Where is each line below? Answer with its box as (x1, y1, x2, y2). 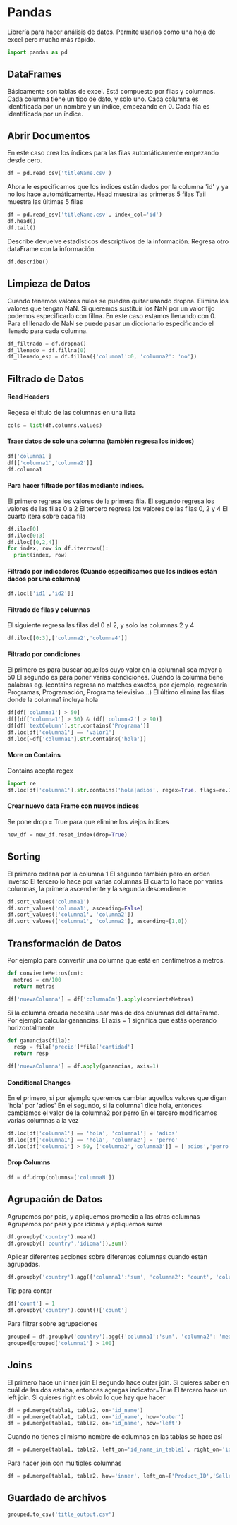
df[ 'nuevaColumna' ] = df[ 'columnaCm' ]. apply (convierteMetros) (7, 996, 194, 1003)
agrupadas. (7, 1260, 41, 1269)
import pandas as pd (7, 49, 68, 56)
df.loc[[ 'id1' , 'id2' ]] (7, 590, 74, 597)
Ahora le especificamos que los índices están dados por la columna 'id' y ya (7, 183, 229, 191)
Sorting (7, 851, 41, 863)
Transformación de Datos (7, 937, 122, 949)
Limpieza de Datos (7, 278, 90, 290)
